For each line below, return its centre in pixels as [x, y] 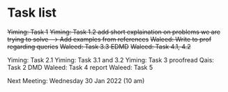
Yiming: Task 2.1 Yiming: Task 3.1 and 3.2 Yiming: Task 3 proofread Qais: [111, 59]
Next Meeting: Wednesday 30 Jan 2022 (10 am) [76, 80]
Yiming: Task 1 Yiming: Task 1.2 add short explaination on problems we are [114, 32]
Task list [32, 13]
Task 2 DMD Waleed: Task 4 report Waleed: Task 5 [80, 67]
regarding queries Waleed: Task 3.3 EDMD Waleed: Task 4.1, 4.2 [99, 46]
